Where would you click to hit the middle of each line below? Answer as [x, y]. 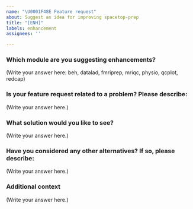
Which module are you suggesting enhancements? [81, 60]
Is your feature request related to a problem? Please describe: [97, 94]
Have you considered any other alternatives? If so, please [91, 151]
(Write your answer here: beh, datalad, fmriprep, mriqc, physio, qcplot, [92, 72]
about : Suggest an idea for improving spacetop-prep [73, 17]
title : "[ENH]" [25, 23]
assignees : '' [24, 34]
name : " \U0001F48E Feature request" [51, 12]
